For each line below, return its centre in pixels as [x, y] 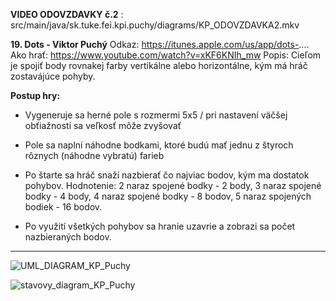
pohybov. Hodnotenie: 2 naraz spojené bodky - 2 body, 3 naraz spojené [173, 185]
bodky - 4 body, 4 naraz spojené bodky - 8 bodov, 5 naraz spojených [168, 196]
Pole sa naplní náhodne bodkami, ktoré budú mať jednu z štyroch [159, 145]
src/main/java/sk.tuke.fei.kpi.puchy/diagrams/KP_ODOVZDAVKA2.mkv [155, 25]
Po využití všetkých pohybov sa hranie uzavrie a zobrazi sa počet [160, 226]
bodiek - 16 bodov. [63, 207]
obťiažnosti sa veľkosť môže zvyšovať [103, 125]
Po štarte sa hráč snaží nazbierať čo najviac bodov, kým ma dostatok [167, 175]
